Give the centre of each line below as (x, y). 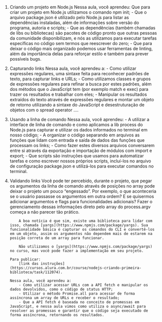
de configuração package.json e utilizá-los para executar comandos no (82, 166)
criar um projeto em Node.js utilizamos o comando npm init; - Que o (78, 12)
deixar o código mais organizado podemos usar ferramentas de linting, (81, 49)
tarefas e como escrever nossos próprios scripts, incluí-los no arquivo (81, 161)
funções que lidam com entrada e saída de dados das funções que (77, 140)
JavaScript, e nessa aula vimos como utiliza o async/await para (78, 306)
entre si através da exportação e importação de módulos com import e (81, 150)
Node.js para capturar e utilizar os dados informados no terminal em (79, 130)
